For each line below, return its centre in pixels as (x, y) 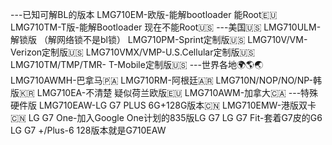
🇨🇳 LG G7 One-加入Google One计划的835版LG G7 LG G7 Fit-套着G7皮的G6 (166, 117)
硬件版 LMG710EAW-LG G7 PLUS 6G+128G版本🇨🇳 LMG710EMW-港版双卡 (163, 105)
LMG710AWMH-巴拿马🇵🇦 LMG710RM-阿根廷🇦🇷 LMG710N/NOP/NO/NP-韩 (166, 80)
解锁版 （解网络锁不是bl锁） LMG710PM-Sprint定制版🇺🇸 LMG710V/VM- (159, 39)
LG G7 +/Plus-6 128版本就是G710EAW (88, 130)
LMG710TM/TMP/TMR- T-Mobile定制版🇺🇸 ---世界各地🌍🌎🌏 (137, 64)
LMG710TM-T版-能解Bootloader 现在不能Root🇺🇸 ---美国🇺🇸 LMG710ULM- (166, 27)
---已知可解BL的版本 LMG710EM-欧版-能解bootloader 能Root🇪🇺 (144, 14)
